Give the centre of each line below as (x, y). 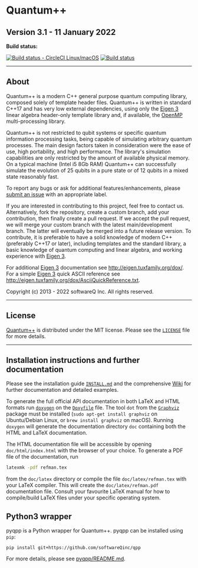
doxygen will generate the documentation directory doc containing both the (96, 427)
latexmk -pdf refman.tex (37, 468)
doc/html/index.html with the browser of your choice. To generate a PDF (95, 450)
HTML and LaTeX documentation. (47, 433)
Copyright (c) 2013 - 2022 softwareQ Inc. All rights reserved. (80, 291)
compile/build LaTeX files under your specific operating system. (83, 498)
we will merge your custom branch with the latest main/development (89, 225)
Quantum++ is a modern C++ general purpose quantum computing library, (97, 96)
